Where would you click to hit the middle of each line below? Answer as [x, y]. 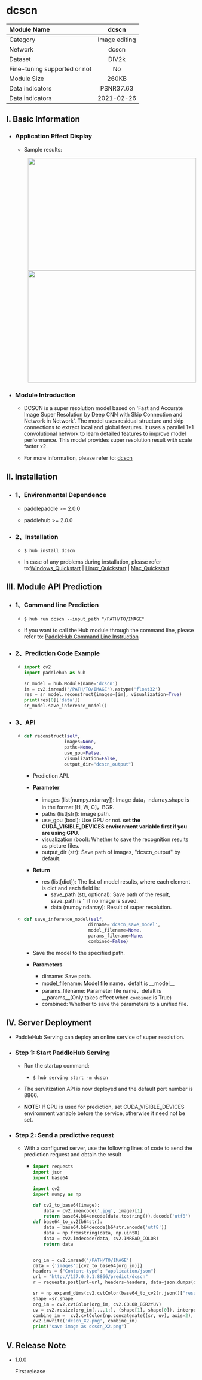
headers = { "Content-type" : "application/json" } [94, 1271]
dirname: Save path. [66, 976]
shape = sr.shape [53, 1298]
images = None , [80, 742]
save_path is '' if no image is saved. [94, 900]
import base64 [50, 1178]
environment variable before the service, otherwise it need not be [104, 1113]
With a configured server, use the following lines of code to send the [108, 1148]
